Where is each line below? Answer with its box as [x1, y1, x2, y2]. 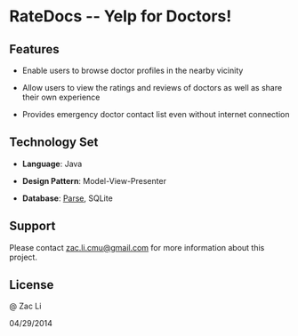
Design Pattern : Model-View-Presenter [21, 175, 167, 186]
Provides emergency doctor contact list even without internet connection [21, 109, 290, 119]
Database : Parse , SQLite [21, 193, 113, 204]
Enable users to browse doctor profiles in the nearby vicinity [21, 65, 244, 76]
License [9, 277, 54, 292]
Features [9, 42, 60, 57]
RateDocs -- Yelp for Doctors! [9, 6, 232, 27]
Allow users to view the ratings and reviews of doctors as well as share [21, 83, 283, 92]
